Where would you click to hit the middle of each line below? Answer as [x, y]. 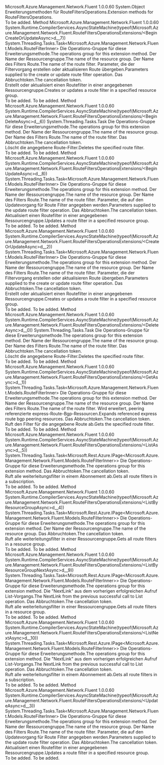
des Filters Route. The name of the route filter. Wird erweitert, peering [75, 408]
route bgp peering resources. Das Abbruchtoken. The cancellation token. [78, 419]
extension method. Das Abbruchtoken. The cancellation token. [67, 471]
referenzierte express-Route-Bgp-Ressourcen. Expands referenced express [81, 414]
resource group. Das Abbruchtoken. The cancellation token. [65, 533]
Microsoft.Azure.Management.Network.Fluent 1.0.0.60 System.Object [75, 7]
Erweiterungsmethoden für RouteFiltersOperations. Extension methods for [79, 12]
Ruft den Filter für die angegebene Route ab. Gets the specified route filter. [80, 424]
